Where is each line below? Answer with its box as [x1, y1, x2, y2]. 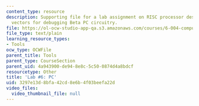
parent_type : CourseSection [6, 58, 76, 64]
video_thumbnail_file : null [11, 91, 81, 97]
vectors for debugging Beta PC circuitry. [11, 19, 118, 25]
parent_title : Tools [6, 52, 57, 58]
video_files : [6, 85, 38, 91]
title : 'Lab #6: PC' [6, 74, 57, 80]
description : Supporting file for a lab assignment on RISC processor [6, 14, 184, 20]
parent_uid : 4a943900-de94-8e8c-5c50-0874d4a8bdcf [6, 63, 134, 69]
